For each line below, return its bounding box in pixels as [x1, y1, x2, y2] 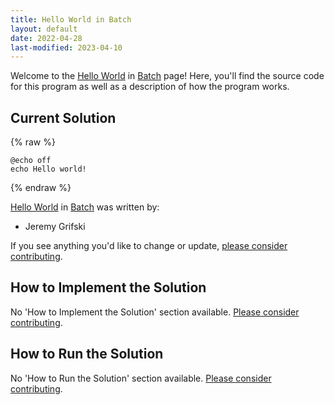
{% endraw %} [10, 182, 72, 194]
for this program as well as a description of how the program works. [10, 81, 290, 93]
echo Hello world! [10, 164, 87, 175]
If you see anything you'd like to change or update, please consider [10, 240, 288, 252]
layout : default [10, 24, 78, 34]
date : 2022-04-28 [10, 33, 83, 43]
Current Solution [10, 109, 117, 126]
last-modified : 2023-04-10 [10, 42, 123, 53]
